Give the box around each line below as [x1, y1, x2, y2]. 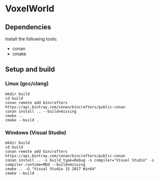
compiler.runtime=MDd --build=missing [5, 162, 85, 167]
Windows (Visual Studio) [5, 129, 67, 136]
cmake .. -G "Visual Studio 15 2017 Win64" [5, 166, 97, 172]
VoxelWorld [5, 3, 55, 14]
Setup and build [5, 65, 55, 74]
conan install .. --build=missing [5, 109, 77, 114]
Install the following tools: [5, 36, 58, 42]
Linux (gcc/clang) [5, 80, 49, 87]
